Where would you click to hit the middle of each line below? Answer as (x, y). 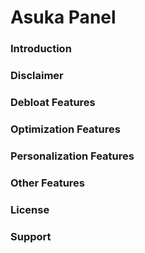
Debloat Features (53, 102)
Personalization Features (72, 156)
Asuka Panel (63, 17)
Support (31, 236)
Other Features (47, 183)
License (30, 209)
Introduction (41, 49)
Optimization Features (65, 129)
